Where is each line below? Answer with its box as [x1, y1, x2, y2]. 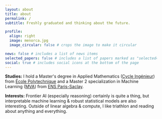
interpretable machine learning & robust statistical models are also [5, 98, 136, 104]
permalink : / [5, 16, 31, 21]
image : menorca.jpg [9, 38, 49, 43]
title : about [5, 12, 31, 16]
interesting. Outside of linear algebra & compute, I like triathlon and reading [5, 103, 154, 109]
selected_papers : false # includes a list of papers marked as [5, 56, 135, 61]
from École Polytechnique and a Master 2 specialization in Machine [5, 79, 139, 84]
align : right [9, 34, 36, 39]
